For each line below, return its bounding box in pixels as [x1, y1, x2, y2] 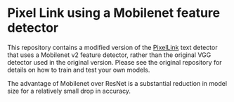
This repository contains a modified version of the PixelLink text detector [7, 43, 218, 51]
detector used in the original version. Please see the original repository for [7, 58, 223, 66]
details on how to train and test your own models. [7, 65, 150, 74]
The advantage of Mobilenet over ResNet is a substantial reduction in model [7, 79, 227, 87]
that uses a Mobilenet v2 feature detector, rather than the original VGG [7, 51, 212, 59]
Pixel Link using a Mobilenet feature [7, 5, 220, 21]
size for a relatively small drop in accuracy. [7, 87, 131, 95]
